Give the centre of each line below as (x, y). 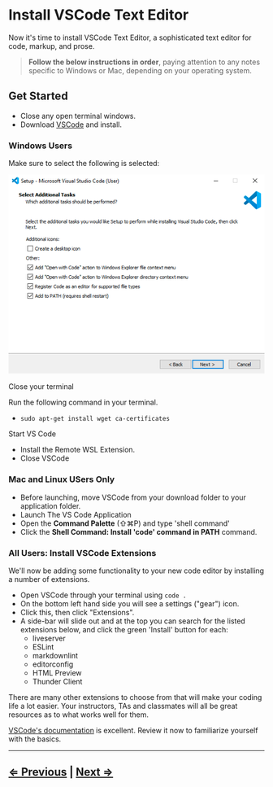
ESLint (43, 647)
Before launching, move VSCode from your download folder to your (133, 497)
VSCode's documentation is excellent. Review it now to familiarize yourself (133, 730)
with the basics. (35, 739)
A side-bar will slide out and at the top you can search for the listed (132, 621)
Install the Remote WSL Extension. (78, 450)
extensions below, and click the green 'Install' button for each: (124, 629)
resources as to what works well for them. (78, 715)
